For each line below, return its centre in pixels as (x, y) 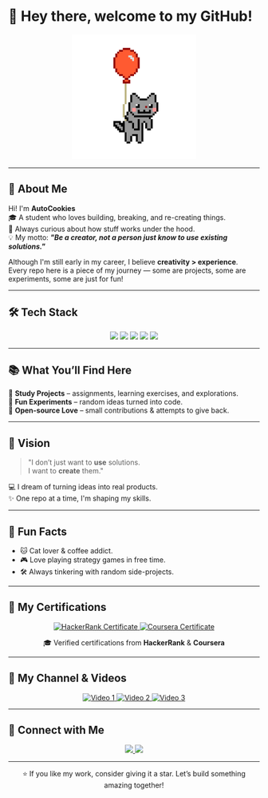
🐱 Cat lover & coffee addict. (66, 551)
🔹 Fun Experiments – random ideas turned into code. (96, 402)
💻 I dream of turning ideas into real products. (83, 487)
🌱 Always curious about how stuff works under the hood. (102, 229)
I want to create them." (65, 471)
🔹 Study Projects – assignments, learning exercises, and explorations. (124, 393)
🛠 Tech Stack (43, 312)
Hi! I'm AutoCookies (42, 208)
